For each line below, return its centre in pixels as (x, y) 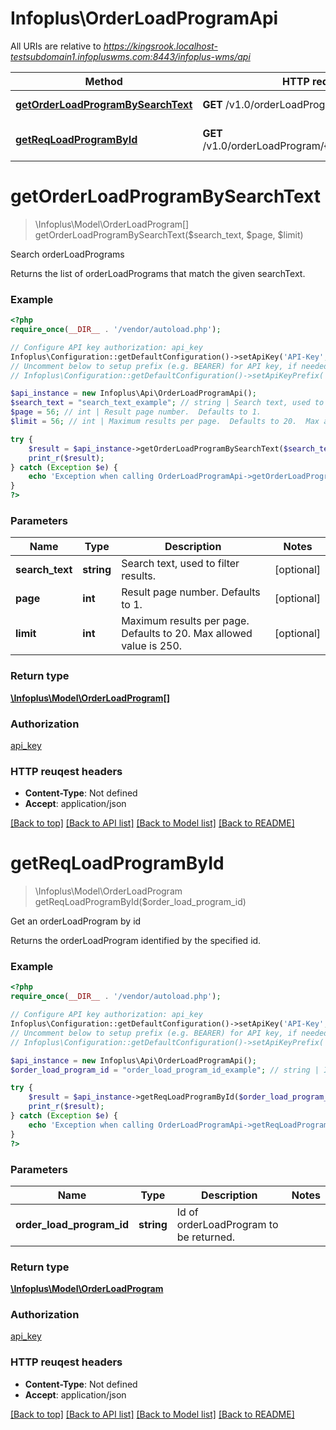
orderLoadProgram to (227, 1224)
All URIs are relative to (56, 46)
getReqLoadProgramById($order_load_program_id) (140, 902)
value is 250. (152, 646)
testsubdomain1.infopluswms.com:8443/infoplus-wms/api (130, 56)
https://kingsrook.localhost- (160, 46)
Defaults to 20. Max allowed (187, 634)
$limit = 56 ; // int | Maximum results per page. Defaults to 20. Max (165, 422)
